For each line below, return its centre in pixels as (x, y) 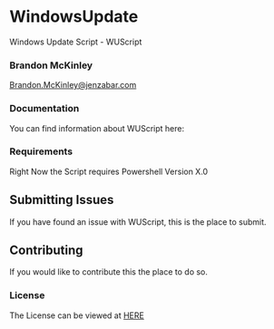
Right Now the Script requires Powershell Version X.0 (109, 171)
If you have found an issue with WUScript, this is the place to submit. (138, 222)
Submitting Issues (62, 200)
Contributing (46, 251)
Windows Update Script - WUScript (76, 42)
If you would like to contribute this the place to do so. (109, 272)
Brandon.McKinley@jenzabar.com (73, 85)
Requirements (41, 151)
